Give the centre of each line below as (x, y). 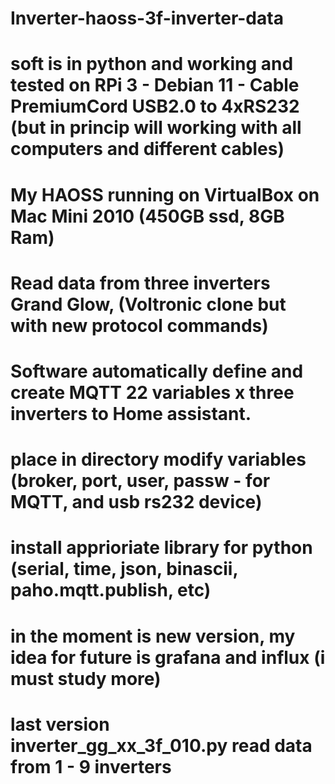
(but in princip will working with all (156, 128)
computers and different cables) (147, 149)
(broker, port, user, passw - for (140, 481)
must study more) (86, 678)
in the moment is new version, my (153, 636)
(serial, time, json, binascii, (124, 569)
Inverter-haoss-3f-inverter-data (147, 18)
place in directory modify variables (158, 459)
